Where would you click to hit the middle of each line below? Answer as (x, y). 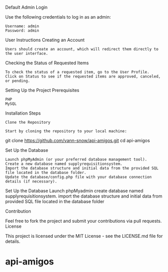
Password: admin (22, 31)
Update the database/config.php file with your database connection (78, 177)
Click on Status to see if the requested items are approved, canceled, (83, 76)
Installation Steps (23, 113)
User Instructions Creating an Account (45, 40)
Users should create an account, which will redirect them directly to (82, 49)
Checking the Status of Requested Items (47, 63)
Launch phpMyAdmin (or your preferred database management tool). (76, 159)
